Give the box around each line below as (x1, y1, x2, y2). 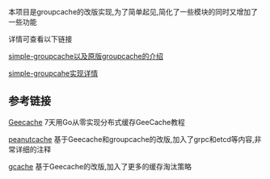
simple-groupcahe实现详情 (8, 69, 99, 78)
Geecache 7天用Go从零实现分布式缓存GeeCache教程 (8, 117, 186, 127)
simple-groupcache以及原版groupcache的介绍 (8, 52, 164, 60)
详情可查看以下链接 (8, 35, 73, 44)
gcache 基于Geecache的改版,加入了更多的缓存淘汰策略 (8, 161, 192, 171)
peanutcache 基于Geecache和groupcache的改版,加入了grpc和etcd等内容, (8, 134, 255, 144)
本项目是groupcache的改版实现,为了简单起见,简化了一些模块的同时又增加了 (8, 7, 259, 16)
